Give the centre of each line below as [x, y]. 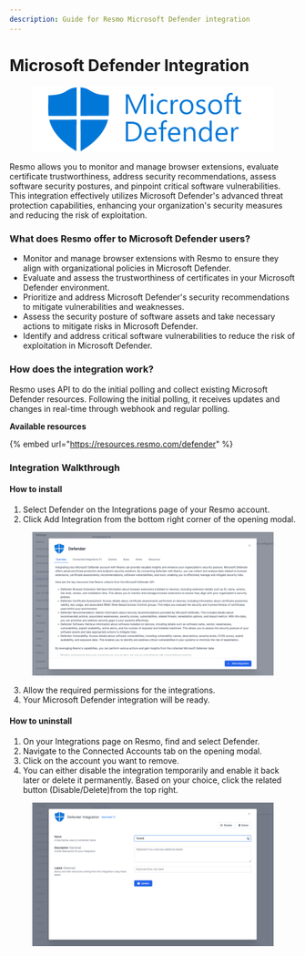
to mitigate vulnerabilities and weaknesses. [103, 307]
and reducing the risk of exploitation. [78, 215]
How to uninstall [41, 721]
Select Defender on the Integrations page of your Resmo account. [146, 509]
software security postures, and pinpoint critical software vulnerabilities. [145, 186]
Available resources [48, 426]
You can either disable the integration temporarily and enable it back [151, 770]
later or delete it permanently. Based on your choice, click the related [152, 780]
